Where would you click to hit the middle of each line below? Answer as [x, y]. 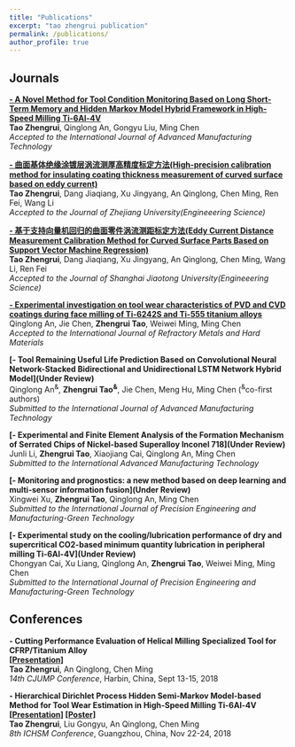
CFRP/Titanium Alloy [48, 650]
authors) [25, 399]
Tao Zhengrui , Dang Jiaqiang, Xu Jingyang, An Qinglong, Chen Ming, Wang [147, 260]
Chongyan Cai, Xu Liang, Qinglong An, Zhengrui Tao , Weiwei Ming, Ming [142, 563]
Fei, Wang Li [32, 203]
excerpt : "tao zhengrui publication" [79, 26]
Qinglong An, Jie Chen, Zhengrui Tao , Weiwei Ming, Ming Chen [125, 323]
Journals [34, 78]
